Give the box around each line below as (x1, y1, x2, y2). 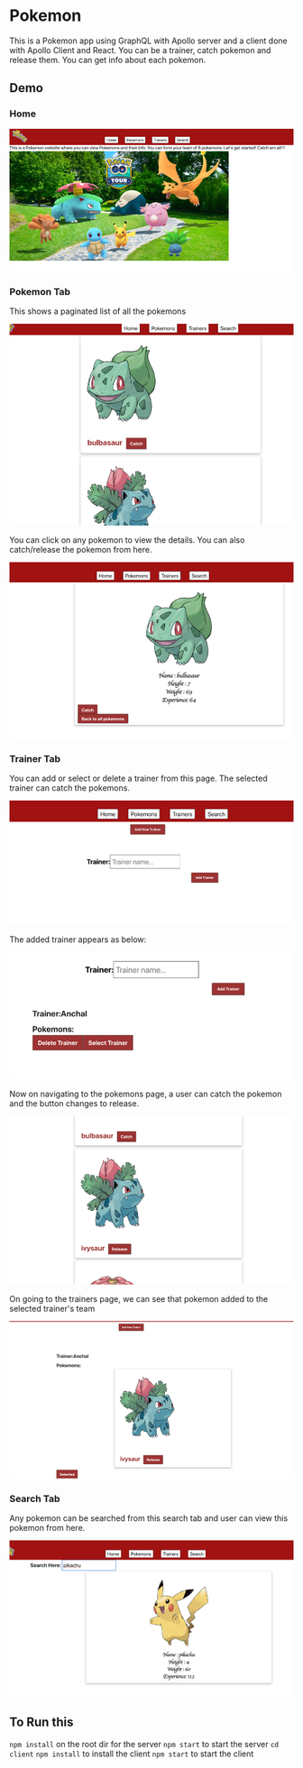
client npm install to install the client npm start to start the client (9, 1748, 254, 1759)
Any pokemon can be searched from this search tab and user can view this (9, 1513, 289, 1524)
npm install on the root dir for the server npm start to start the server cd (9, 1738, 280, 1749)
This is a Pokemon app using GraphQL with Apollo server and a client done (9, 35, 288, 46)
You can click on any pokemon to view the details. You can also (9, 534, 245, 545)
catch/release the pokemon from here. (9, 544, 152, 554)
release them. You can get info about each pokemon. (9, 54, 207, 65)
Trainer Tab (9, 752, 61, 765)
